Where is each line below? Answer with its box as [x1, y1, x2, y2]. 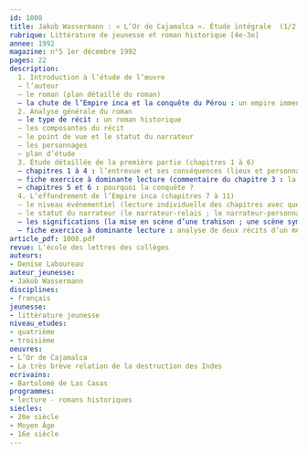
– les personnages [17, 141, 89, 150]
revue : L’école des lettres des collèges [9, 243, 170, 252]
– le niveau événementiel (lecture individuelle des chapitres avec [17, 200, 284, 210]
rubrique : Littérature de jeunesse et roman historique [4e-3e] [9, 30, 259, 39]
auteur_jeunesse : [9, 269, 76, 278]
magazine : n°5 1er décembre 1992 [9, 47, 137, 57]
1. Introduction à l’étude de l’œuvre [17, 73, 166, 82]
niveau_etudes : [9, 319, 68, 329]
